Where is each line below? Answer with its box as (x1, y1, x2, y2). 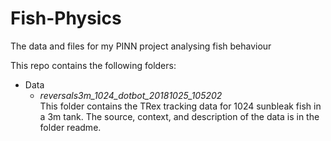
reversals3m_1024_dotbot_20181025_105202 (39, 89, 223, 101)
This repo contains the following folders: (10, 59, 177, 71)
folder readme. (39, 121, 102, 133)
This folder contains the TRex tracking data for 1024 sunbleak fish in (39, 100, 322, 112)
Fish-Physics (10, 7, 122, 30)
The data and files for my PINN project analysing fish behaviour (10, 40, 272, 52)
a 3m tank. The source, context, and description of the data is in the (39, 110, 320, 122)
